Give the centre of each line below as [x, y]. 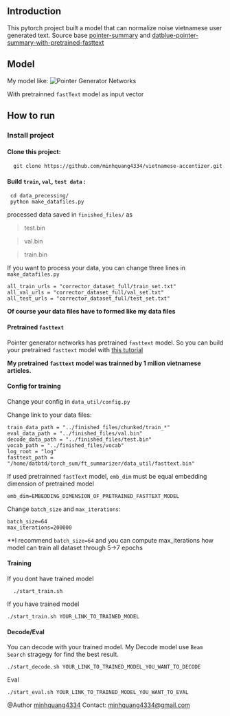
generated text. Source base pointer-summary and [79, 35]
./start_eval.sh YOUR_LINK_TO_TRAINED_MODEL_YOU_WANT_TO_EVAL [98, 693]
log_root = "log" [32, 451]
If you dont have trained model [50, 578]
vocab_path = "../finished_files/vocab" [66, 445]
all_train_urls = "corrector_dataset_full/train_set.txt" [92, 287]
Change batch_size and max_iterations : [64, 509]
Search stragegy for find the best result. [63, 654]
